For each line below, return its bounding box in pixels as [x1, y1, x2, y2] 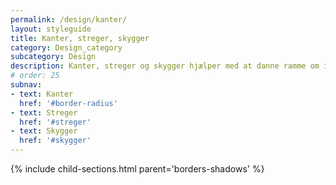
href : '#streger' [19, 117, 92, 127]
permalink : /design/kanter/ [10, 14, 128, 25]
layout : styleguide [10, 24, 92, 34]
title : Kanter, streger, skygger [10, 33, 150, 43]
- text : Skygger [10, 126, 78, 136]
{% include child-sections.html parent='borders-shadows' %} [10, 163, 265, 175]
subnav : [10, 80, 43, 90]
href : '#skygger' [19, 136, 92, 146]
